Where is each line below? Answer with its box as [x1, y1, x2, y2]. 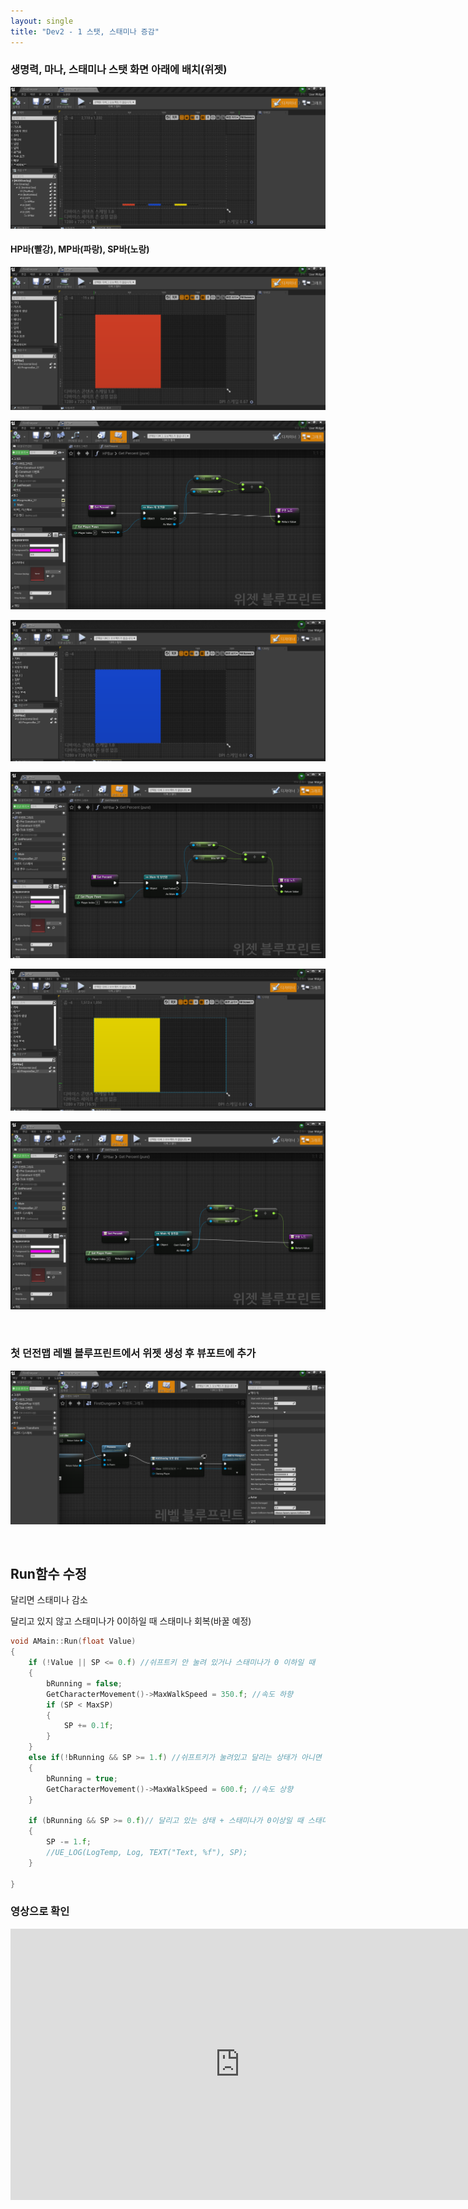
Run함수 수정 [10, 1566, 88, 1583]
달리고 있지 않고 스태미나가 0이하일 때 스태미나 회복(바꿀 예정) [10, 1615, 252, 1627]
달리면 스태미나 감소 [10, 1594, 88, 1606]
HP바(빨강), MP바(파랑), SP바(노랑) [10, 243, 150, 255]
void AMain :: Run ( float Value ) [10, 1636, 137, 1647]
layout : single [10, 16, 74, 26]
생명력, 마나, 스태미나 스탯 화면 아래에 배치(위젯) [10, 63, 228, 77]
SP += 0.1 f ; [63, 1721, 114, 1731]
